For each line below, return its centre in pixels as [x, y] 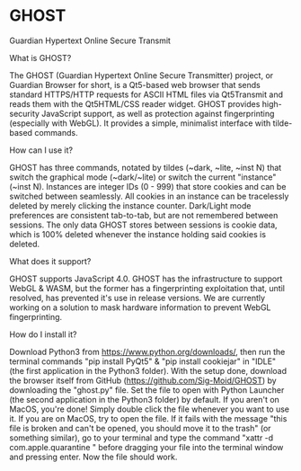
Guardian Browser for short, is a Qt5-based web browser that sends [135, 84]
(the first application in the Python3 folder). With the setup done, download [148, 370]
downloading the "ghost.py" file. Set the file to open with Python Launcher [147, 390]
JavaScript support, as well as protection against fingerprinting [158, 113]
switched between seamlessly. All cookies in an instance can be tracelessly [149, 196]
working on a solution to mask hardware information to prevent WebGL [140, 307]
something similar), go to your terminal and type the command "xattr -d [142, 438]
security [25, 113]
